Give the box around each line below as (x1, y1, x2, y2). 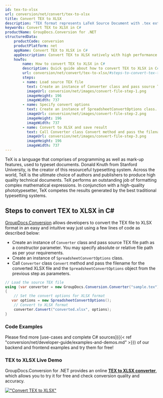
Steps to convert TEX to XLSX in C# (5, 207, 115, 215)
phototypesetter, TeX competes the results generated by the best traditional (5, 187, 157, 193)
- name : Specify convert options (22, 102, 90, 107)
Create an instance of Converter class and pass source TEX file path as (12, 239, 155, 245)
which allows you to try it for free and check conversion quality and (5, 373, 140, 379)
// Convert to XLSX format (14, 303, 68, 307)
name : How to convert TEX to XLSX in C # (22, 61, 105, 66)
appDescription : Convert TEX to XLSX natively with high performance (14, 52, 158, 57)
